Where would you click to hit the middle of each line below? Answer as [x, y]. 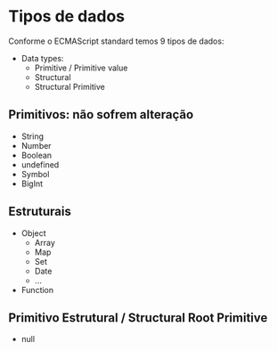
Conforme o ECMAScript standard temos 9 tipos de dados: [116, 41]
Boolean [37, 155]
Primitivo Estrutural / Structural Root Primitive [138, 318]
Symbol [35, 174]
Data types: [42, 58]
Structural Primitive [70, 86]
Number [36, 145]
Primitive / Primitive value [81, 68]
